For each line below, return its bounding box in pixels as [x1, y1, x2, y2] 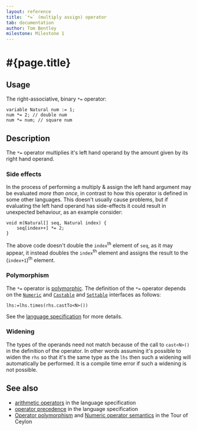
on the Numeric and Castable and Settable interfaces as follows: [6, 291, 161, 298]
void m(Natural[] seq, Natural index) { [6, 220, 107, 226]
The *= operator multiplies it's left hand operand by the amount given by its [6, 149, 189, 156]
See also [6, 383, 38, 394]
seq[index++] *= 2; [17, 226, 65, 231]
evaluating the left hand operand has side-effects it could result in [6, 202, 166, 210]
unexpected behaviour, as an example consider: [6, 208, 123, 216]
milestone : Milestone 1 [6, 31, 65, 37]
